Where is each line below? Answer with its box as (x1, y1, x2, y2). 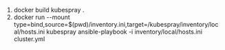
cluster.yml (13, 35, 45, 43)
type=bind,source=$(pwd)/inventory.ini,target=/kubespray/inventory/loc (13, 21, 219, 28)
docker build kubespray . (13, 6, 85, 14)
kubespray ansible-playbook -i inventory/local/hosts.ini (46, 27, 203, 36)
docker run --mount (13, 13, 70, 21)
